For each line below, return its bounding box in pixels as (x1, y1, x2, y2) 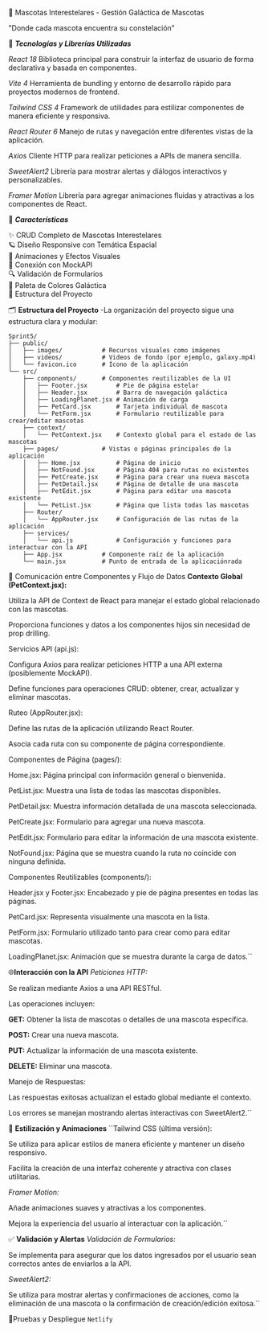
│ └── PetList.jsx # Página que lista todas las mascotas (22, 501, 250, 509)
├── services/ (22, 529, 70, 537)
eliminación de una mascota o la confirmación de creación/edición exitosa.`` (8, 1299, 261, 1308)
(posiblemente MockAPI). (8, 668, 92, 677)
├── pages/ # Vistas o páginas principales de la (22, 445, 231, 453)
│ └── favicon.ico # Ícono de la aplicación (8, 360, 189, 368)
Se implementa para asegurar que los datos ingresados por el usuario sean (8, 1251, 257, 1260)
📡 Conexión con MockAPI (8, 260, 93, 269)
